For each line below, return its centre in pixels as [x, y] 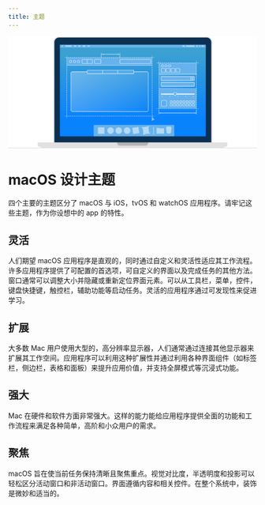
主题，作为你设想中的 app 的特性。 [71, 213]
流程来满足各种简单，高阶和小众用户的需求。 [87, 425]
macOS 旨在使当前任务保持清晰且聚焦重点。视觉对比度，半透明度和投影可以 [131, 473]
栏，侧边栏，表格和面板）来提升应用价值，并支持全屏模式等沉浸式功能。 [125, 368]
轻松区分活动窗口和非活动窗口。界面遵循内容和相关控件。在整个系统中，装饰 [132, 483]
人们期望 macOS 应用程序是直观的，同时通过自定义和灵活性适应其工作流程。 [132, 261]
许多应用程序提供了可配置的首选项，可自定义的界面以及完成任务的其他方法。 [132, 271]
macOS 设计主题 [62, 180]
